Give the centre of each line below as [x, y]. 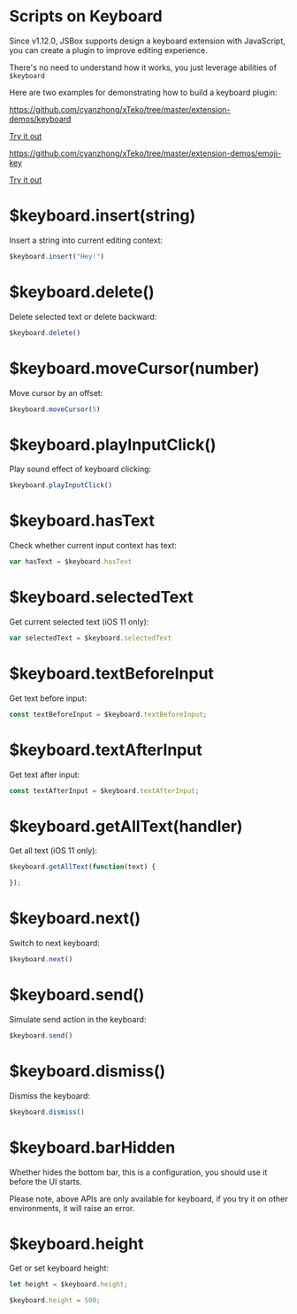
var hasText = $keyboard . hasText [71, 562]
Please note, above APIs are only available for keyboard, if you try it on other [149, 1199]
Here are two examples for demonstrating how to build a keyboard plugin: [143, 92]
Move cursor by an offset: [56, 393]
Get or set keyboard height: [59, 1268]
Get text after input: [45, 774]
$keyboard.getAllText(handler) [126, 826]
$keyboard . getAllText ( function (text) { [83, 867]
